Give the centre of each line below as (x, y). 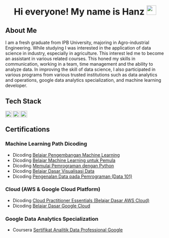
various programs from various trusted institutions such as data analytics (81, 75)
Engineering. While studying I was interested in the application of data (78, 48)
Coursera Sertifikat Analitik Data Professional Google (68, 230)
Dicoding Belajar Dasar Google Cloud (51, 206)
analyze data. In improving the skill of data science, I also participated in (80, 69)
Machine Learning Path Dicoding (46, 144)
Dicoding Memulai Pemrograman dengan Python (63, 165)
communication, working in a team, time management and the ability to (79, 64)
